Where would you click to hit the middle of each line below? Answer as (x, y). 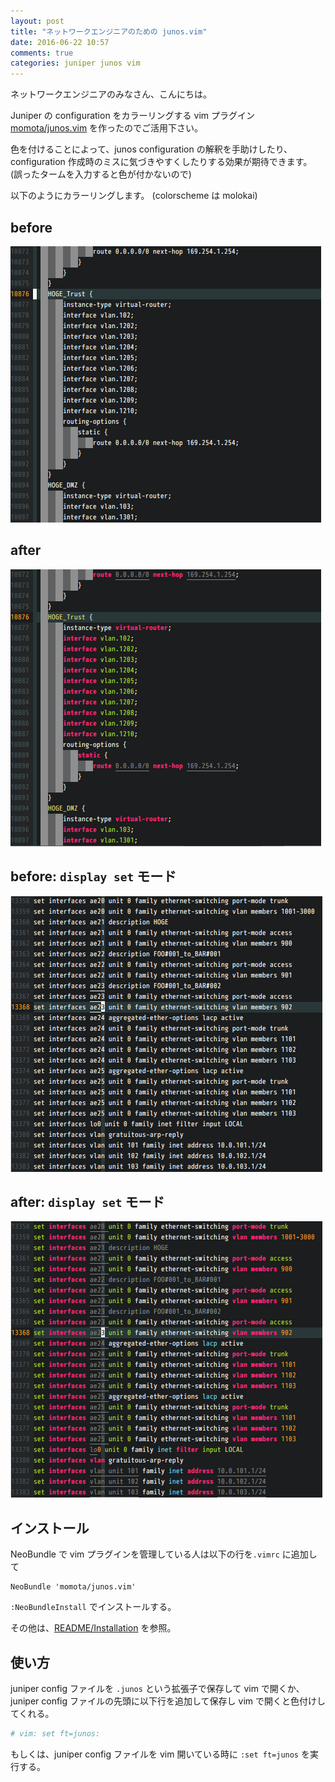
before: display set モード (93, 876)
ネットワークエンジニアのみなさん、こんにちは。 (111, 94)
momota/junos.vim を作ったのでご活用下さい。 (107, 128)
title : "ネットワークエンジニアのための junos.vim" (109, 31)
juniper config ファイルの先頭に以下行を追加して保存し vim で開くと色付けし (168, 1701)
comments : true (42, 53)
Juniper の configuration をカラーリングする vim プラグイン (133, 116)
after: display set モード (87, 1201)
